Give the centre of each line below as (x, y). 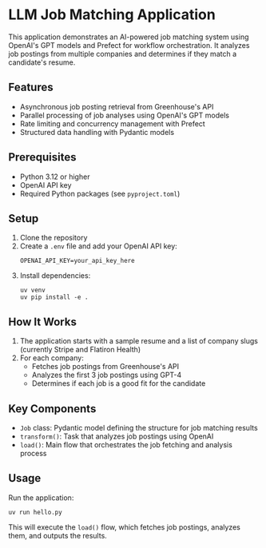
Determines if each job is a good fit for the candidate (119, 383)
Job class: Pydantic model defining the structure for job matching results (139, 428)
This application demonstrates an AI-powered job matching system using (129, 37)
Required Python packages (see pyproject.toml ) (100, 193)
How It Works (43, 322)
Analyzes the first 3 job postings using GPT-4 (107, 375)
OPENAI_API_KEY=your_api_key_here (77, 261)
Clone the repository (54, 238)
